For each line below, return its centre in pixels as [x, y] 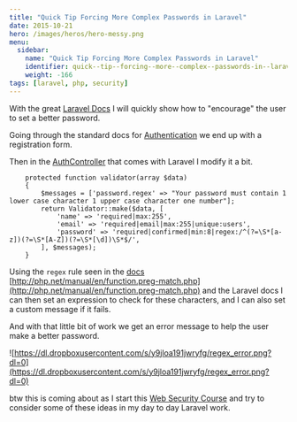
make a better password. [54, 335]
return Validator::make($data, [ [103, 209]
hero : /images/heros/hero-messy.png [76, 34]
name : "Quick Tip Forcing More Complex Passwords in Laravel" [142, 58]
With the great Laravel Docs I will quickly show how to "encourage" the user [148, 108]
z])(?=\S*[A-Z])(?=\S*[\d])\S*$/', [75, 240]
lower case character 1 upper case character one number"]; [122, 201]
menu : [19, 42]
